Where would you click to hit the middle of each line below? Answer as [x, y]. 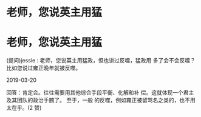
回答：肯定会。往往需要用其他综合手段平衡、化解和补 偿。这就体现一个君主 [100, 93]
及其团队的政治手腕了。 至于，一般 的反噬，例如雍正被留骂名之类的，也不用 [101, 100]
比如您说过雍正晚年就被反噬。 [43, 68]
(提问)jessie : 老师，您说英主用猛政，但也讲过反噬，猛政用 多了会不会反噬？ [101, 61]
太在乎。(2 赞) [24, 108]
